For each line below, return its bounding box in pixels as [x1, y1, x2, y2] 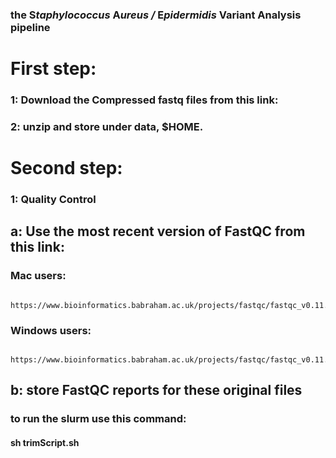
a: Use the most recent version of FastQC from [10, 223, 306, 240]
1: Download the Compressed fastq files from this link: [10, 93, 279, 107]
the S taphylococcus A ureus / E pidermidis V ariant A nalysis [10, 8, 302, 22]
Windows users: [10, 323, 92, 337]
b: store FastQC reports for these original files [10, 382, 303, 399]
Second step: [10, 157, 123, 180]
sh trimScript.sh [10, 436, 80, 448]
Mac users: [10, 269, 67, 283]
